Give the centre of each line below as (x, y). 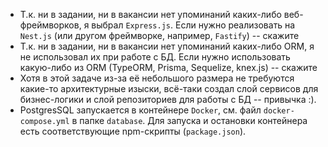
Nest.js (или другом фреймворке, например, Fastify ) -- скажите (159, 35)
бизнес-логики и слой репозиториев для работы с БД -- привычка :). (168, 99)
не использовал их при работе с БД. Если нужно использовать (155, 57)
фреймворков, (50, 25)
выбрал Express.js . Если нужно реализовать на (193, 25)
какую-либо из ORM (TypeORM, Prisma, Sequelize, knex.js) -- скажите (168, 67)
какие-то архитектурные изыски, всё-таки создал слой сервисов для (169, 88)
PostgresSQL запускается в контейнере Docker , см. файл (140, 110)
